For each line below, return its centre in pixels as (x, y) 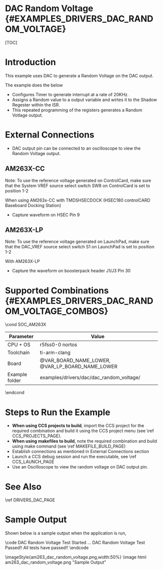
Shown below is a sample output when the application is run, (66, 533)
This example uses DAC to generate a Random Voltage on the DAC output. (79, 75)
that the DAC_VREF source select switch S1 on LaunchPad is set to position (80, 247)
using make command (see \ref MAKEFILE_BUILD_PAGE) (69, 446)
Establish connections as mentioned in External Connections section (81, 451)
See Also (23, 487)
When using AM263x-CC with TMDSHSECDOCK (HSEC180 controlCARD (78, 200)
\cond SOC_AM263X (26, 325)
